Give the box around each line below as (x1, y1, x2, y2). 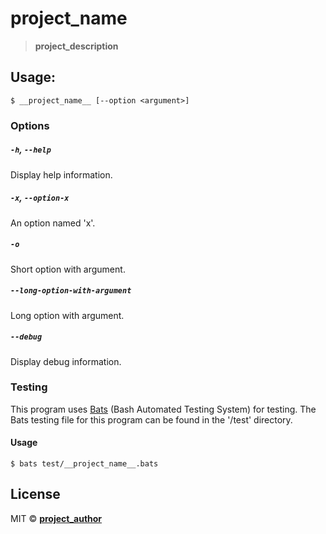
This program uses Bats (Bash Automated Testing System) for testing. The (10, 403, 317, 415)
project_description (34, 40, 119, 52)
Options (10, 118, 50, 132)
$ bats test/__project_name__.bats (10, 459, 159, 469)
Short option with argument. (10, 263, 126, 275)
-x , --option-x (10, 192, 70, 204)
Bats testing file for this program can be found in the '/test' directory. (10, 413, 293, 426)
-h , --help (10, 143, 52, 156)
